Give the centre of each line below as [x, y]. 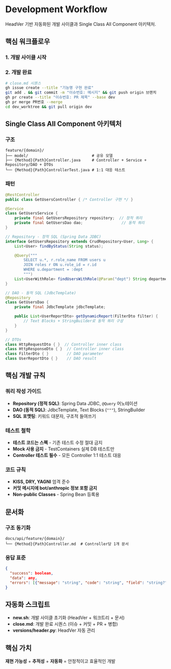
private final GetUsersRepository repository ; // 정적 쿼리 [78, 218]
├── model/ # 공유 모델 [59, 156]
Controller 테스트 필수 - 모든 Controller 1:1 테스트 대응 [67, 455]
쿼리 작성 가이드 [23, 391]
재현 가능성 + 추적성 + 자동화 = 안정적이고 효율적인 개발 [60, 661]
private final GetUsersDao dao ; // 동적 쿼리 [80, 223]
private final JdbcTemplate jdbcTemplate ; [60, 307]
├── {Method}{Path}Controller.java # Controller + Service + [76, 160]
